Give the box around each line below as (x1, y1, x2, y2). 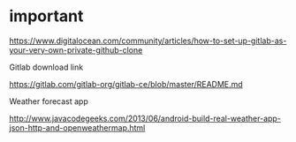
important (9, 6, 84, 26)
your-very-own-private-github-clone (9, 44, 143, 55)
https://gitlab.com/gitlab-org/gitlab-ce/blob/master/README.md (9, 78, 243, 89)
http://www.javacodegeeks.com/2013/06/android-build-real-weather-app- (9, 113, 281, 123)
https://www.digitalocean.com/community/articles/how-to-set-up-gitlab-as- (9, 35, 287, 46)
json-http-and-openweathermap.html (9, 122, 146, 133)
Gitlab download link (9, 62, 84, 72)
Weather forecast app (9, 95, 88, 107)
